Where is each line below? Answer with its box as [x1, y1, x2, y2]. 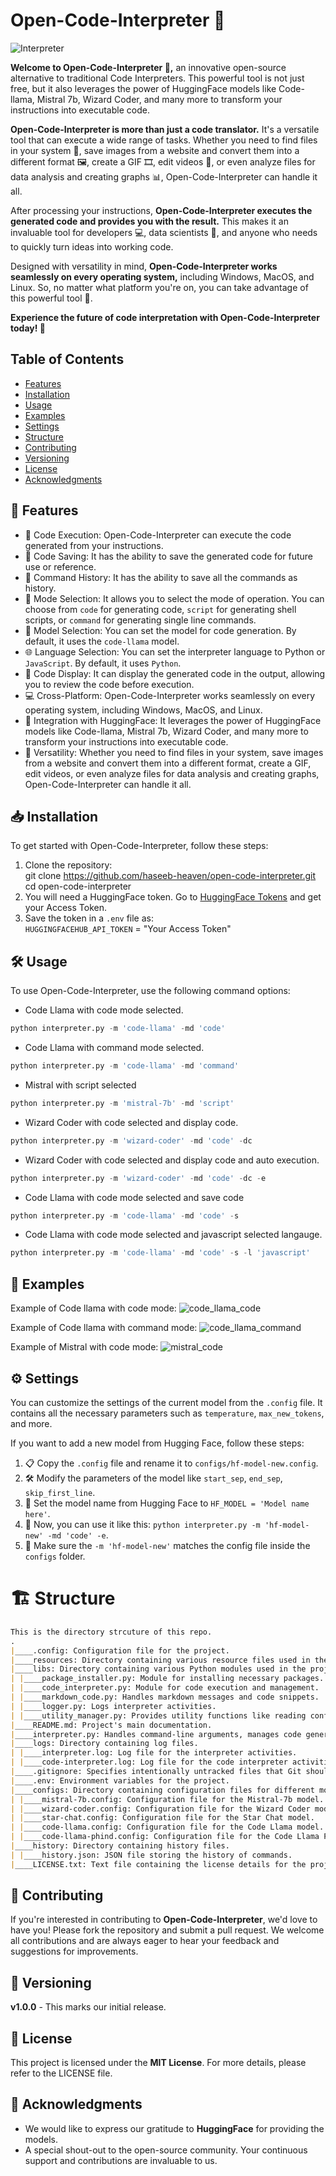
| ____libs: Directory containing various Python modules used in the [10, 1664, 307, 1674]
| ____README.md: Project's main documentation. [10, 1720, 213, 1730]
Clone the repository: [24, 859, 113, 871]
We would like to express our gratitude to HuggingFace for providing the [24, 2122, 325, 2134]
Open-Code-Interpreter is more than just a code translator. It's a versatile [10, 123, 320, 135]
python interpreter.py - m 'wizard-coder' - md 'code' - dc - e [10, 1173, 267, 1183]
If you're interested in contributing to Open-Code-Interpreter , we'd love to [10, 1914, 318, 1926]
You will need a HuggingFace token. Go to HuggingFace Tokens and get [24, 891, 322, 903]
